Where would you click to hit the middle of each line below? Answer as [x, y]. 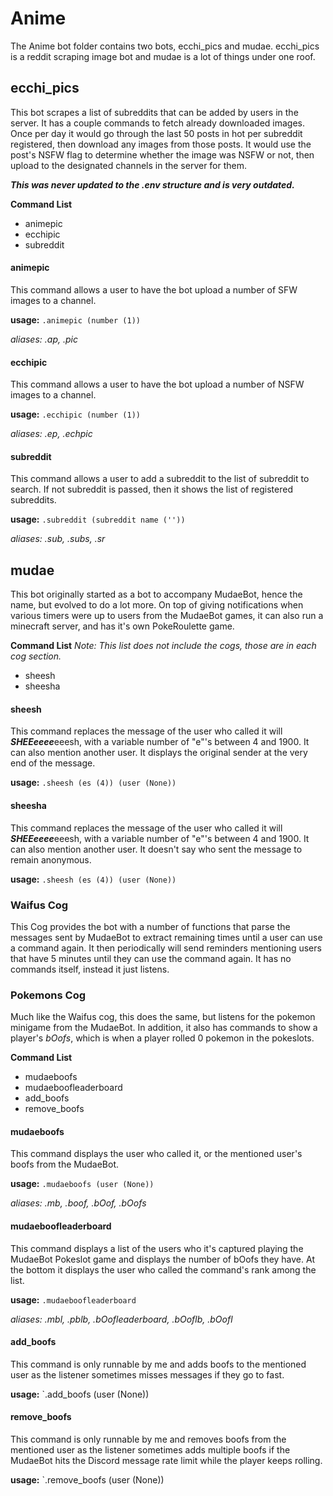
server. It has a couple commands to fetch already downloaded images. [158, 123]
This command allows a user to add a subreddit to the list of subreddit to [160, 479]
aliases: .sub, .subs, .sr [58, 539]
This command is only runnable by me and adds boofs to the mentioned [158, 1364]
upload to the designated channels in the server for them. [129, 165]
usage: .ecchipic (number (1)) [75, 414]
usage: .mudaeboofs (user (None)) [82, 1184]
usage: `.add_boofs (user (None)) [80, 1394]
